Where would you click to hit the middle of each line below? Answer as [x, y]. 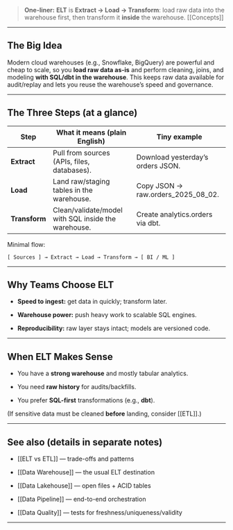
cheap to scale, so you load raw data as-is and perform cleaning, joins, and [115, 69]
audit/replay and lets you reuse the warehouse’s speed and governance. [110, 84]
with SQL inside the [85, 219]
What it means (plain [91, 132]
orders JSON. [158, 166]
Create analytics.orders [174, 214]
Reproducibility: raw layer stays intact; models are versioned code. [113, 328]
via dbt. [148, 223]
